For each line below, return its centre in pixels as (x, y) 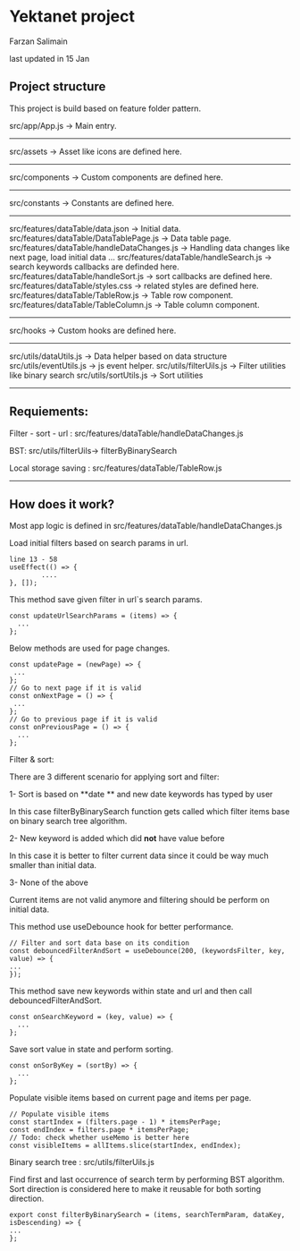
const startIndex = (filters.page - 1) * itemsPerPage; (115, 1122)
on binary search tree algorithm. (68, 821)
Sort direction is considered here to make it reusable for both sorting (135, 1189)
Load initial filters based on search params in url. (99, 543)
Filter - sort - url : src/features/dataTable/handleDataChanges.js (126, 433)
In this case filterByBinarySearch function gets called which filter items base (150, 812)
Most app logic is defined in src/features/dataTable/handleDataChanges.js (146, 526)
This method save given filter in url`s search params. (106, 600)
